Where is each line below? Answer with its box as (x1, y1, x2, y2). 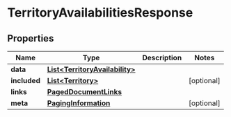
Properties (7, 33, 54, 44)
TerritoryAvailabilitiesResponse (7, 5, 193, 21)
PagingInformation (47, 98, 111, 108)
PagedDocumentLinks (47, 87, 122, 96)
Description (142, 53, 182, 62)
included (10, 76, 40, 85)
